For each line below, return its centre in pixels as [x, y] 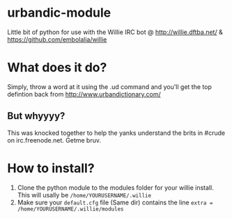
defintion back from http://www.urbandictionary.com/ [84, 94]
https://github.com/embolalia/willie [57, 39]
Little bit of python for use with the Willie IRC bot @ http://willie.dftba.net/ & [115, 32]
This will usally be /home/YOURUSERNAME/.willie [84, 195]
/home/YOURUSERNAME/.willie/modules [70, 209]
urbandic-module [59, 13]
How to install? [51, 168]
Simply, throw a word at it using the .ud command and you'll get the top [110, 87]
